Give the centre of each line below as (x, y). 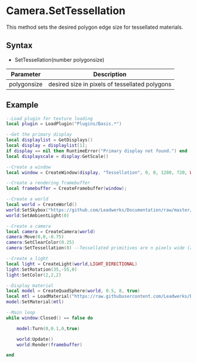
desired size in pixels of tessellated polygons (110, 84)
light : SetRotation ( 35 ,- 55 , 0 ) (42, 269)
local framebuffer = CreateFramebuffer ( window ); (67, 189)
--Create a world (27, 199)
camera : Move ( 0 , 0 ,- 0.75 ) (35, 237)
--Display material (30, 285)
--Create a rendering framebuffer (48, 183)
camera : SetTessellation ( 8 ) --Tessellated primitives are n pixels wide (95, 248)
